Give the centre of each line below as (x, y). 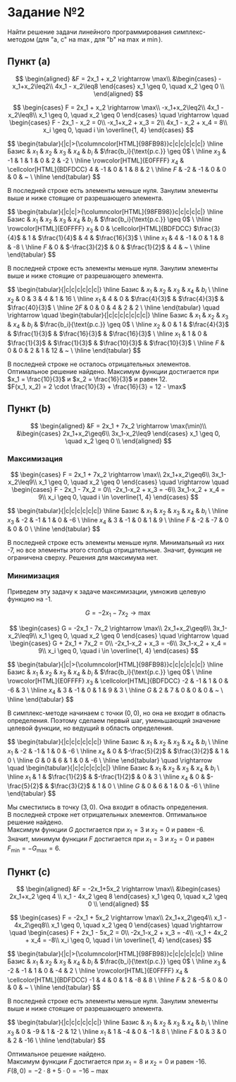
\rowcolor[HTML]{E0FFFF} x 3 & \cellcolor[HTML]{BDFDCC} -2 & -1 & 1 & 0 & (118, 682)
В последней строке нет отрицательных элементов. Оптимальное (107, 815)
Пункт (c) (29, 872)
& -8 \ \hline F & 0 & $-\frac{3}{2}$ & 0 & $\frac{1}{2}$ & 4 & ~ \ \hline (109, 247)
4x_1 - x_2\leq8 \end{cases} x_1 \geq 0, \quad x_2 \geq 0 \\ (140, 86)
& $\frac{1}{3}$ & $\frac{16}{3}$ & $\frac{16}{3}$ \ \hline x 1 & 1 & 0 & (107, 334)
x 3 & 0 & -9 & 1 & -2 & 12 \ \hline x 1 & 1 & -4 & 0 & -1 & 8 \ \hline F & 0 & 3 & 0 (117, 1032)
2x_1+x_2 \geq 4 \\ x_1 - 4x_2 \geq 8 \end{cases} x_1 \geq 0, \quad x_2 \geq (118, 896)
